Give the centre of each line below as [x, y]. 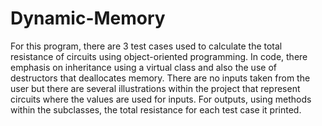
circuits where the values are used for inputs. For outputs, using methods [161, 99]
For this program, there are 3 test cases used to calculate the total [146, 46]
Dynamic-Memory [88, 18]
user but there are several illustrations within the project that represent [155, 88]
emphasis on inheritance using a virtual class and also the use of [143, 67]
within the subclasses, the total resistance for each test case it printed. [156, 109]
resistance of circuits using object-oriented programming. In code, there [159, 56]
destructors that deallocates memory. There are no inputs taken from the [160, 78]
